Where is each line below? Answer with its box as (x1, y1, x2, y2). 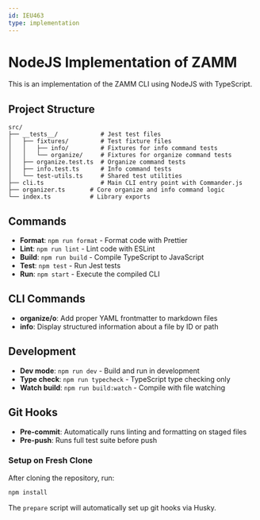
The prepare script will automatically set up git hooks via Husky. (8, 503, 216, 512)
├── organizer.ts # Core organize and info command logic (8, 186, 225, 195)
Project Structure (8, 102, 95, 116)
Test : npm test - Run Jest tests (19, 261, 121, 271)
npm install (8, 488, 48, 496)
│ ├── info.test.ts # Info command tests (8, 165, 172, 173)
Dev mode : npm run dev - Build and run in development (19, 366, 200, 376)
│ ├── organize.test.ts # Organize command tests (8, 158, 186, 167)
